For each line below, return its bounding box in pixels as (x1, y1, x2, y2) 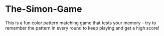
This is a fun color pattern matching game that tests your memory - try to (5, 20, 156, 26)
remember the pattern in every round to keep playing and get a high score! (5, 25, 159, 31)
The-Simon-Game (5, 3, 82, 15)
